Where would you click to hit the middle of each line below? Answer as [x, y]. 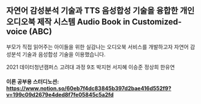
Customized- [157, 22]
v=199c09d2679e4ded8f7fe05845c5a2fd [60, 95]
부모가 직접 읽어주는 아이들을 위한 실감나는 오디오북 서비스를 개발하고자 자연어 [97, 47]
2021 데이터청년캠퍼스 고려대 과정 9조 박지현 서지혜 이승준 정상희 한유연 [91, 67]
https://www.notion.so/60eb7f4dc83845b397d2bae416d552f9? [89, 88]
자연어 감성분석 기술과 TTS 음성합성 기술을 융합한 [92, 11]
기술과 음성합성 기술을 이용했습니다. [64, 54]
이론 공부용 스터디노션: [33, 82]
